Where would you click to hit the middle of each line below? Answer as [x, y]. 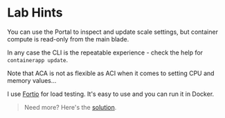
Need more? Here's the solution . [70, 107]
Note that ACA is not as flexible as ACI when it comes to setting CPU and [111, 73]
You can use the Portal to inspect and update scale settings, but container [112, 32]
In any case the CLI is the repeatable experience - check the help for [105, 52]
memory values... [32, 80]
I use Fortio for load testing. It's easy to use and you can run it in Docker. [111, 94]
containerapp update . [38, 59]
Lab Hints [35, 13]
